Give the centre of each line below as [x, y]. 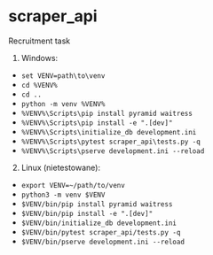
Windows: [39, 58]
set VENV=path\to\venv [63, 76]
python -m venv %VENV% [63, 104]
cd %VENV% [39, 85]
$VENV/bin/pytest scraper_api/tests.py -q [101, 232]
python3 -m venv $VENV [63, 195]
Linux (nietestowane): [61, 167]
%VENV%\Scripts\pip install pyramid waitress [106, 113]
